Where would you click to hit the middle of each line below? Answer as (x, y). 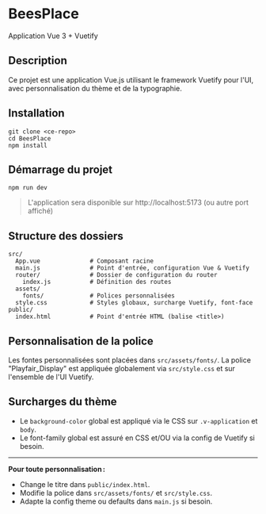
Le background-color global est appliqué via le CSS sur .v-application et (139, 420)
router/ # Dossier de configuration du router (116, 275)
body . (28, 429)
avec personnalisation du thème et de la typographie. (95, 88)
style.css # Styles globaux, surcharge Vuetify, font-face (134, 303)
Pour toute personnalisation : (57, 469)
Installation (36, 113)
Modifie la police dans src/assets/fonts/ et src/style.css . (116, 493)
